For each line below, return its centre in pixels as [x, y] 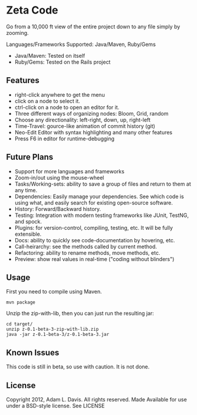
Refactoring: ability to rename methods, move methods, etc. [87, 253]
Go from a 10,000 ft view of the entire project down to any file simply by [93, 27]
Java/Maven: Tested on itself [50, 55]
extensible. [28, 234]
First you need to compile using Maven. [54, 292]
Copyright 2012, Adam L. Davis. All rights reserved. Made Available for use [96, 399]
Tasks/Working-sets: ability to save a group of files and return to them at [103, 184]
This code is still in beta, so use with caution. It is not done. [78, 367]
